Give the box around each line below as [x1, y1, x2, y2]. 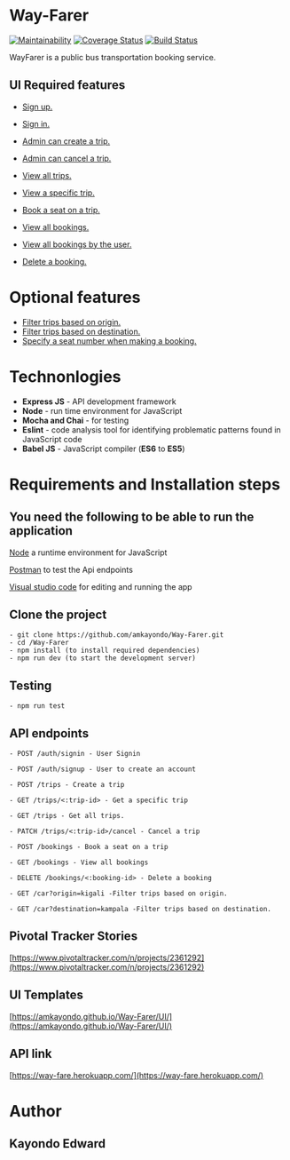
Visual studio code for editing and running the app [9, 581, 192, 592]
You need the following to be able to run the [9, 510, 255, 525]
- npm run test [9, 702, 66, 711]
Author [9, 1100, 62, 1121]
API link [9, 1046, 52, 1061]
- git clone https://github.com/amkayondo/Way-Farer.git [9, 631, 224, 640]
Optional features [9, 287, 141, 307]
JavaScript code [21, 433, 82, 444]
